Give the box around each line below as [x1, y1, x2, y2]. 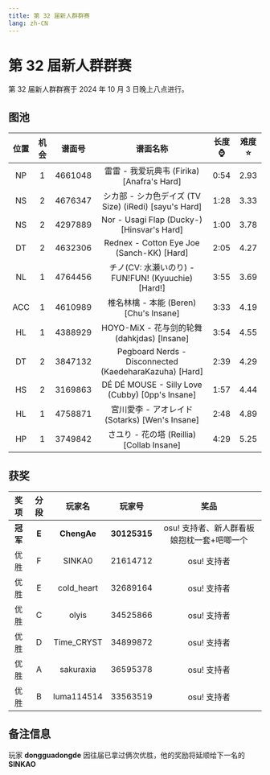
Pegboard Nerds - [117, 346, 187, 357]
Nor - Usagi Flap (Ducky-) [101, 214, 203, 225]
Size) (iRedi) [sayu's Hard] [101, 201, 202, 212]
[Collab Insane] [123, 439, 181, 451]
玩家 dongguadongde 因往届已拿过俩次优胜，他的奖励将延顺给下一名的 [8, 750, 245, 760]
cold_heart [57, 583, 99, 594]
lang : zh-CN [8, 19, 48, 27]
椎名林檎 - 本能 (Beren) [107, 297, 197, 308]
